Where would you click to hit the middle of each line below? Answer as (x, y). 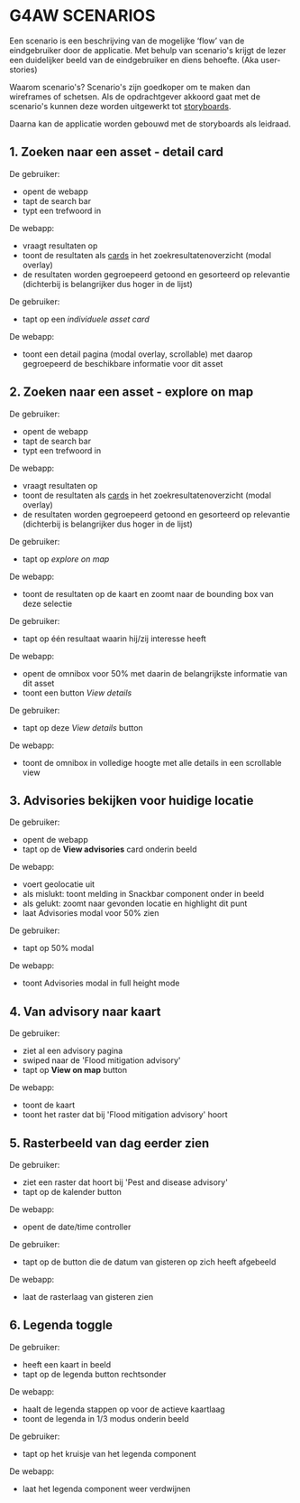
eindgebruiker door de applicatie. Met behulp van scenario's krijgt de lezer (148, 50)
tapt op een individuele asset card (86, 319)
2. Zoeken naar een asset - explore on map (132, 392)
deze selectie (47, 603)
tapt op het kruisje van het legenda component (109, 1453)
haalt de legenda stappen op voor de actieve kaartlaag (123, 1409)
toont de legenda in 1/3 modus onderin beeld (105, 1418)
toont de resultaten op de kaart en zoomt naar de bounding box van (148, 593)
